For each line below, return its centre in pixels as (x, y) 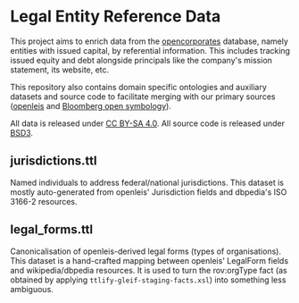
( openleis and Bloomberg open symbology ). (91, 105)
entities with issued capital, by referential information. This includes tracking (150, 50)
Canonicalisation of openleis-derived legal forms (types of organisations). (146, 251)
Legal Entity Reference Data (116, 17)
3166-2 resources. (44, 201)
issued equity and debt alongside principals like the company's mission (141, 60)
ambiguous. (32, 289)
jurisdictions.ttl (54, 161)
